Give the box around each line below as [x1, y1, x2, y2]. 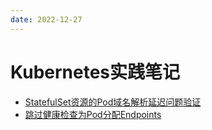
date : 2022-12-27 [10, 14, 83, 25]
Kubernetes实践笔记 [10, 61, 181, 83]
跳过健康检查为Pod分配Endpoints [24, 108, 162, 120]
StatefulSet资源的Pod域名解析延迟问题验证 [24, 96, 202, 108]
